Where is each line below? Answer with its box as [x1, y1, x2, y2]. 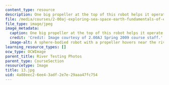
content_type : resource [5, 7, 55, 12]
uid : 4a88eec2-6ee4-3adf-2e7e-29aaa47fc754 [5, 72, 98, 77]
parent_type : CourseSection [5, 58, 64, 63]
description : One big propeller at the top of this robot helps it [5, 12, 150, 17]
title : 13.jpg [5, 68, 35, 73]
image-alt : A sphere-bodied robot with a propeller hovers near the [10, 40, 156, 45]
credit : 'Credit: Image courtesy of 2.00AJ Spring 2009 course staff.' [10, 35, 163, 40]
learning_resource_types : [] [5, 44, 66, 49]
